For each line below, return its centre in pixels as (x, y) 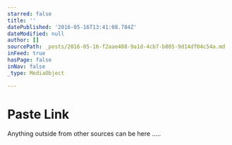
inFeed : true (26, 54)
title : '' (22, 21)
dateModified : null (36, 34)
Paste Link (38, 114)
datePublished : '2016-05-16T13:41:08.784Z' (72, 27)
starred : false (30, 14)
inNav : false (26, 66)
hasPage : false (30, 60)
